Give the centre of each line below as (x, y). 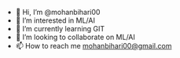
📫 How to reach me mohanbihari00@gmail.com (94, 46)
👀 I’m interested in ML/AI (55, 20)
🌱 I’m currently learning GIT (60, 29)
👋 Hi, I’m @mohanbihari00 (58, 12)
